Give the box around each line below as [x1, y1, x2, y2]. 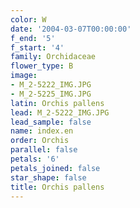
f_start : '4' [10, 42, 65, 53]
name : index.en [10, 126, 74, 136]
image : [10, 71, 38, 81]
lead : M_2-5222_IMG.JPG [10, 107, 110, 118]
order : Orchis [10, 136, 70, 146]
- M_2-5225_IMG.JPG [10, 89, 92, 99]
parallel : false [10, 145, 78, 155]
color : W [10, 14, 47, 25]
